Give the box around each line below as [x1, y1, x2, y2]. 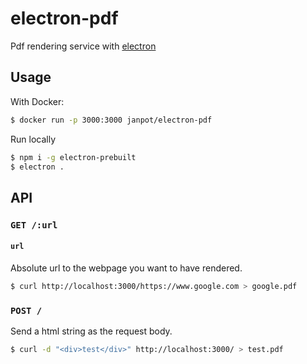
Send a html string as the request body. [10, 325, 173, 337]
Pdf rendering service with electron [10, 40, 157, 52]
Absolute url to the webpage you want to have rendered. [10, 262, 243, 274]
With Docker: [10, 95, 65, 107]
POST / [10, 305, 43, 316]
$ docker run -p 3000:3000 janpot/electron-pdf [10, 115, 213, 125]
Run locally [10, 133, 56, 145]
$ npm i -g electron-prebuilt [10, 152, 137, 162]
